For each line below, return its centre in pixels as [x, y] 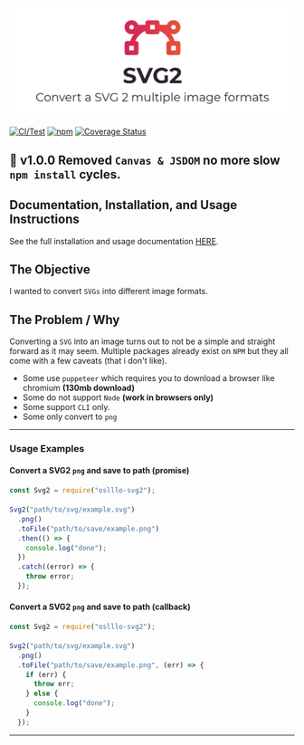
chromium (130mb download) [79, 388]
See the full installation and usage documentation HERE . [114, 241]
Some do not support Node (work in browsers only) [118, 397]
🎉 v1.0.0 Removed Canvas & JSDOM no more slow [145, 160]
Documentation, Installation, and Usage [123, 205]
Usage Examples [47, 449]
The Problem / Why [65, 320]
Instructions [44, 220]
